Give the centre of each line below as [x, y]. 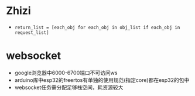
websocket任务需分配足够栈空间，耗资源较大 [69, 87]
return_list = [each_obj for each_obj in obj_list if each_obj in [97, 28]
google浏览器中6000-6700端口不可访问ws [66, 73]
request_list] [32, 32]
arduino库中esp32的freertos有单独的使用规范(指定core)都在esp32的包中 [102, 80]
